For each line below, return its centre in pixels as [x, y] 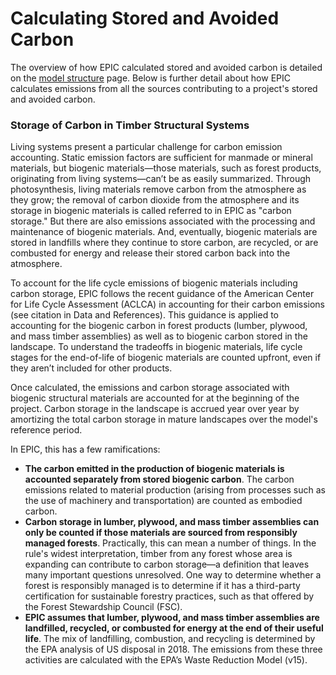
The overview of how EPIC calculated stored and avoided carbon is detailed [166, 67]
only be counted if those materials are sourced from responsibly [161, 533]
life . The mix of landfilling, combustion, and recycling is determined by [170, 639]
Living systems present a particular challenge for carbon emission [146, 147]
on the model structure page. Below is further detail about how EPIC [150, 78]
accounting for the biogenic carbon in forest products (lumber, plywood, [159, 326]
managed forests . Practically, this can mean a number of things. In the [170, 543]
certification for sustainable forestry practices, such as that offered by [169, 596]
